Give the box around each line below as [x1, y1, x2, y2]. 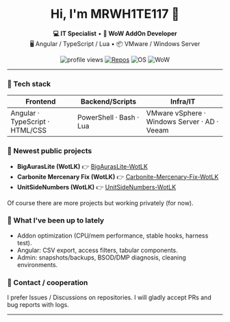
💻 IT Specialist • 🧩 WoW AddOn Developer [53, 29, 177, 37]
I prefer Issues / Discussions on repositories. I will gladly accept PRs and [7, 293, 212, 301]
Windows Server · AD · [146, 117, 219, 126]
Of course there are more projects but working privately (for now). [7, 198, 194, 207]
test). [16, 238, 32, 246]
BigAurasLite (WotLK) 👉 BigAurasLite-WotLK [16, 162, 149, 170]
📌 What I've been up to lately [7, 216, 105, 225]
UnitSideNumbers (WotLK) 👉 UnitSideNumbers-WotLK [16, 183, 177, 191]
